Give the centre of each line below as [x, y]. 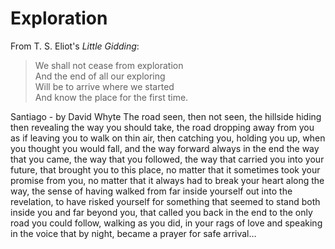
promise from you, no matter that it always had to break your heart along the [167, 180]
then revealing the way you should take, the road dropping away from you [162, 127]
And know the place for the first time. [111, 97]
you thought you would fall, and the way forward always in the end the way [165, 148]
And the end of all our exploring [100, 76]
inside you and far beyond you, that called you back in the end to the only [161, 212]
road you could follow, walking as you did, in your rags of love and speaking [166, 223]
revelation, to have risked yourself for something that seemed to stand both [165, 201]
